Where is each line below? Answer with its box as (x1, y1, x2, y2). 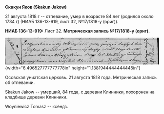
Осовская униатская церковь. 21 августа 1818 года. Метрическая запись (5, 75, 157, 81)
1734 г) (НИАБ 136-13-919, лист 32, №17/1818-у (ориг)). (5, 19, 119, 24)
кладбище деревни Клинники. (5, 94, 68, 100)
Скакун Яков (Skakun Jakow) (5, 4, 67, 10)
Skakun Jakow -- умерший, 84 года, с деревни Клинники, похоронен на (5, 89, 155, 95)
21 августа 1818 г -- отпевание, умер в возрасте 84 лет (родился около (5, 14, 154, 19)
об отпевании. (5, 80, 35, 85)
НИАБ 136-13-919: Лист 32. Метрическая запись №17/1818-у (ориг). (5, 28, 150, 33)
